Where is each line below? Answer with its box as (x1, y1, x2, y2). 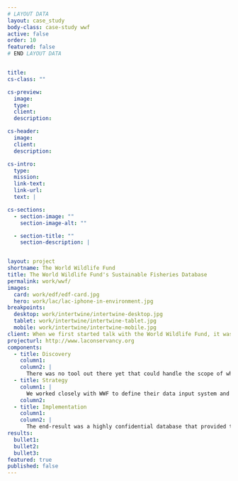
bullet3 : (13, 449, 40, 457)
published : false (7, 463, 59, 470)
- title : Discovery (13, 350, 72, 357)
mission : (13, 173, 40, 181)
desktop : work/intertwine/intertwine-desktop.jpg (13, 310, 163, 318)
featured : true (7, 456, 52, 463)
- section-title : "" (13, 232, 74, 239)
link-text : (13, 180, 46, 188)
